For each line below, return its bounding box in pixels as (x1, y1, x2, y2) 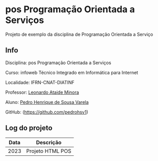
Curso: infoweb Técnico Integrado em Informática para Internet (5, 69, 139, 75)
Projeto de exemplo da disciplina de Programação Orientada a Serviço (5, 31, 153, 37)
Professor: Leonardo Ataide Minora (5, 89, 79, 95)
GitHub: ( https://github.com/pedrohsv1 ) (5, 109, 88, 115)
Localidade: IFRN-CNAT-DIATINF (5, 79, 75, 85)
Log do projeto (5, 124, 53, 132)
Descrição (36, 139, 62, 146)
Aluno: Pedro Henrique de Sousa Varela (5, 99, 89, 105)
